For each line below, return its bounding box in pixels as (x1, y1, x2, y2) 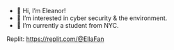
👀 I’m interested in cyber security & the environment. (16, 14, 168, 22)
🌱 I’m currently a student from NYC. (16, 22, 119, 29)
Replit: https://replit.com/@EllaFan (6, 35, 104, 43)
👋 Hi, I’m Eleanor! (16, 7, 66, 15)
